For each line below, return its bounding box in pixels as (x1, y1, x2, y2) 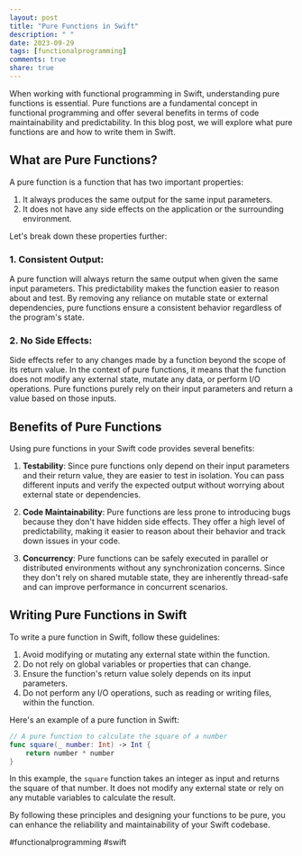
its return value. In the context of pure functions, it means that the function (9, 364, 287, 375)
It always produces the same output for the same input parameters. (22, 194, 273, 205)
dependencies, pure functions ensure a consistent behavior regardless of (9, 302, 282, 313)
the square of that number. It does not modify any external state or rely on (9, 783, 284, 794)
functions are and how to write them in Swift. (9, 126, 176, 137)
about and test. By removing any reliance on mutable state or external (9, 292, 269, 303)
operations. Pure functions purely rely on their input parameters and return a (9, 384, 293, 395)
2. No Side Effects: (9, 334, 93, 347)
